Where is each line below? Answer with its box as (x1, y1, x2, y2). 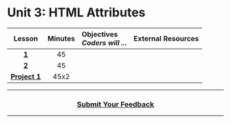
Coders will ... (81, 38, 127, 47)
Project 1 (10, 72, 41, 81)
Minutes (47, 33, 76, 43)
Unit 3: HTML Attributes (7, 5, 146, 20)
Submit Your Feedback (76, 99, 155, 109)
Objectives (81, 29, 118, 39)
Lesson (13, 33, 38, 43)
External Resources (133, 33, 199, 43)
